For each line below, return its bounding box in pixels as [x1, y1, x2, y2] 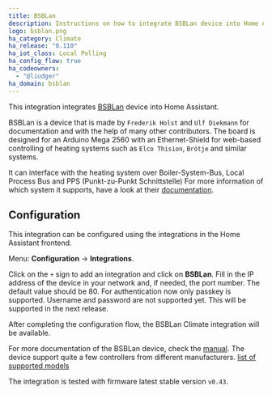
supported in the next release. [8, 304, 109, 314]
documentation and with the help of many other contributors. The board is [8, 126, 256, 136]
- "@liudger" [15, 72, 60, 80]
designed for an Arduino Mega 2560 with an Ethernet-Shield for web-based [8, 134, 261, 144]
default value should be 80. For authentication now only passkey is [8, 286, 232, 296]
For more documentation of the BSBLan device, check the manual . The [8, 344, 245, 354]
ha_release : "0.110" [8, 42, 79, 50]
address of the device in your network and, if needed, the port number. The [8, 278, 261, 288]
